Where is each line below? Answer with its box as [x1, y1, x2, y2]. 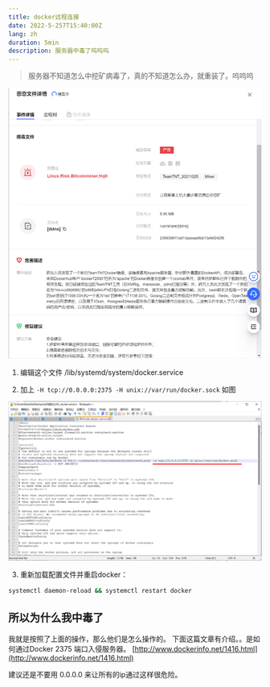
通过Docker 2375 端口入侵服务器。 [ [14, 644, 135, 653]
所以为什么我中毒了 [8, 611, 104, 625]
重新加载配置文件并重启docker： [19, 570, 129, 579]
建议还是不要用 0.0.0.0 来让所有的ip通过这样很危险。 [8, 669, 182, 679]
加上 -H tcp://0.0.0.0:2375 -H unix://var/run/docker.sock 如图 [19, 385, 236, 394]
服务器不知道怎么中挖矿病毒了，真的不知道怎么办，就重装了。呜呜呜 [27, 71, 254, 80]
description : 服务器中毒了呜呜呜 [8, 47, 110, 56]
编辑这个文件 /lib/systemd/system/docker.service [19, 368, 184, 377]
